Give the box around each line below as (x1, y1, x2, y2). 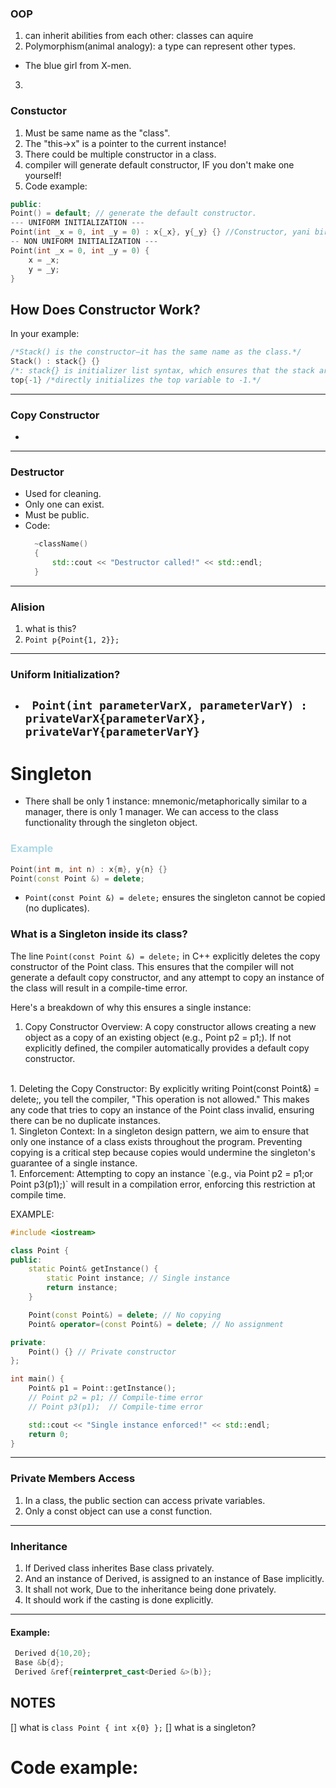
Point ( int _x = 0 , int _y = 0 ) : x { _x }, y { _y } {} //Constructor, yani (10, 227, 311, 237)
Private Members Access (10, 1472, 136, 1486)
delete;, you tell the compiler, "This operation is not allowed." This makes (10, 1093, 310, 1105)
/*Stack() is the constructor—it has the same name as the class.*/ (10, 347, 302, 357)
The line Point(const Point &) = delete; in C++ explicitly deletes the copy (10, 950, 321, 962)
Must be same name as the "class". (24, 127, 171, 139)
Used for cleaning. (24, 488, 102, 500)
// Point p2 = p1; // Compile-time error (28, 1393, 203, 1403)
